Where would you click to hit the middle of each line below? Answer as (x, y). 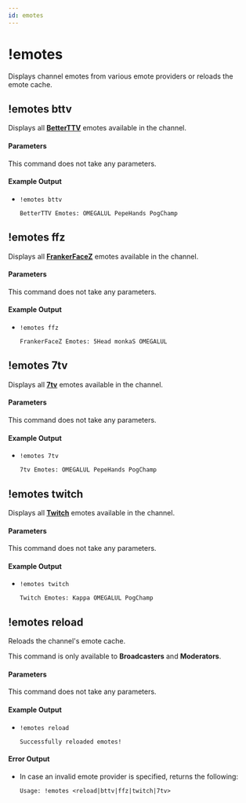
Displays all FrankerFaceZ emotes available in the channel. (103, 256)
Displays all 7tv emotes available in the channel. (85, 384)
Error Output (29, 759)
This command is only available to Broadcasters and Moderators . (115, 656)
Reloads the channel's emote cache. (67, 641)
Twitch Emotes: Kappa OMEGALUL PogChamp (86, 598)
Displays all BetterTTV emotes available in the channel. (97, 128)
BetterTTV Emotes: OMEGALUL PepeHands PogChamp (98, 213)
